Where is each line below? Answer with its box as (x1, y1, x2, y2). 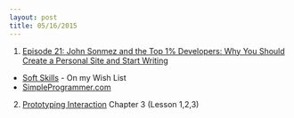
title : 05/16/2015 (9, 21, 78, 30)
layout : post (9, 12, 58, 22)
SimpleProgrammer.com (21, 82, 111, 92)
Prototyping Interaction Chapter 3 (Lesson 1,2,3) (21, 98, 200, 109)
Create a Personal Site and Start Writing (21, 55, 169, 66)
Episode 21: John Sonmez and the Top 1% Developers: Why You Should (21, 45, 285, 56)
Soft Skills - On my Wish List (21, 72, 127, 83)
